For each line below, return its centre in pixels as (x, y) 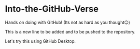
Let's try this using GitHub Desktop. (40, 41)
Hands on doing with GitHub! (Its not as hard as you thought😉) (68, 22)
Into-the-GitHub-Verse (52, 9)
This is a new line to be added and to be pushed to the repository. (70, 32)
